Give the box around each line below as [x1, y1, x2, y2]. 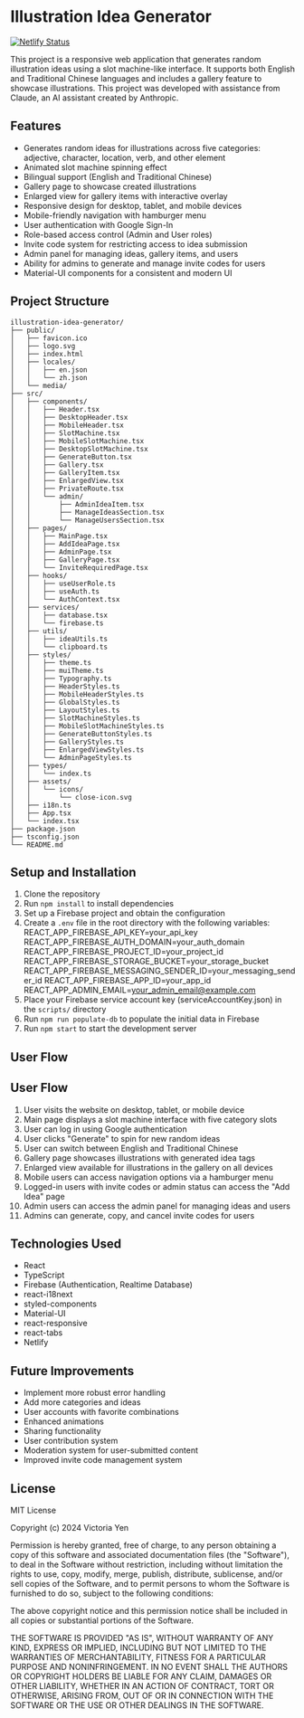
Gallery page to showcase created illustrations [23, 181, 197, 192]
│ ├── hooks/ [10, 571, 68, 580]
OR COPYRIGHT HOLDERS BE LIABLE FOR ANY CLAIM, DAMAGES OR [10, 1671, 272, 1682]
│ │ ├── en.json [10, 365, 89, 375]
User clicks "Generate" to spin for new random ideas [23, 1133, 221, 1144]
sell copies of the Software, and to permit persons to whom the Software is [10, 1579, 290, 1590]
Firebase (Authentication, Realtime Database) [23, 1279, 194, 1290]
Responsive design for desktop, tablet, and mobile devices [23, 200, 242, 211]
